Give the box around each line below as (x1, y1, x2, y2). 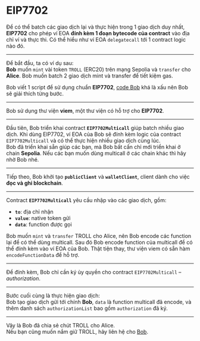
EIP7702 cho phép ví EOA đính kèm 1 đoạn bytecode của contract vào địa (6, 29, 190, 36)
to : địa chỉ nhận (14, 208, 54, 215)
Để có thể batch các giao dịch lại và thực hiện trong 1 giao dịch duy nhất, (6, 23, 185, 30)
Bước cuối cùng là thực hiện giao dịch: (6, 292, 100, 299)
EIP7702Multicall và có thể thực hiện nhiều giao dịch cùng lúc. (6, 137, 161, 144)
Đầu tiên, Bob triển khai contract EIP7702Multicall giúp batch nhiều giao (6, 124, 185, 131)
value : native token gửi (14, 214, 71, 221)
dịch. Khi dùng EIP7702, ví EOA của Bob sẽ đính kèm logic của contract (6, 131, 182, 138)
